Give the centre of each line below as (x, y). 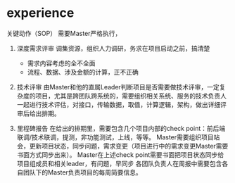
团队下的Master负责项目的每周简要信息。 (82, 172)
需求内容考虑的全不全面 (61, 63)
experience (40, 13)
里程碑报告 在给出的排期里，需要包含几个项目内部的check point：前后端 (121, 128)
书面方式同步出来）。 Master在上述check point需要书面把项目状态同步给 (120, 154)
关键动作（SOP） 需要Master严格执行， (64, 33)
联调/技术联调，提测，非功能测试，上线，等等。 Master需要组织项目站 (118, 137)
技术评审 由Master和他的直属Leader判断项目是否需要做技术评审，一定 (118, 87)
